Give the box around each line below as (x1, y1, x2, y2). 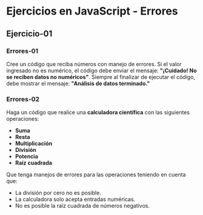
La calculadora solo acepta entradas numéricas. (15, 196, 136, 203)
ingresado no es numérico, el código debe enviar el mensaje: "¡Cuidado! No (6, 67, 197, 74)
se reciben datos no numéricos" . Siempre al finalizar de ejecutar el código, (6, 73, 196, 80)
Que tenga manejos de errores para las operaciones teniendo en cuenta (6, 171, 186, 179)
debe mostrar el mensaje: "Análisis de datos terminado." (6, 80, 150, 87)
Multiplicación (15, 140, 53, 147)
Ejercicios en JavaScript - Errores (6, 4, 179, 18)
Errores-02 (6, 95, 40, 103)
